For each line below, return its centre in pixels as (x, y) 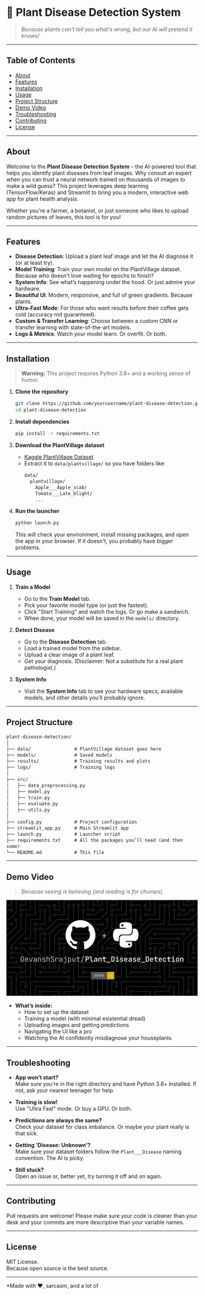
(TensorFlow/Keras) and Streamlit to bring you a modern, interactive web (97, 192)
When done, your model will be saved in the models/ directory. (102, 618)
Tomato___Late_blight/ (64, 493)
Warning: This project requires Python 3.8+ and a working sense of (106, 373)
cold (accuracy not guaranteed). (55, 314)
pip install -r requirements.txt (57, 433)
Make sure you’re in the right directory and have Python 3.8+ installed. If (106, 1084)
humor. (30, 380)
